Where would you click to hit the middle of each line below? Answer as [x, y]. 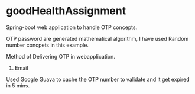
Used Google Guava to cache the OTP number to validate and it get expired [98, 79]
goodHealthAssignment [66, 11]
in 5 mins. [18, 85]
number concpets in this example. [47, 45]
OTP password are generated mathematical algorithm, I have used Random [97, 38]
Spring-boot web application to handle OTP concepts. [72, 27]
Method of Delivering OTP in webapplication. [61, 56]
